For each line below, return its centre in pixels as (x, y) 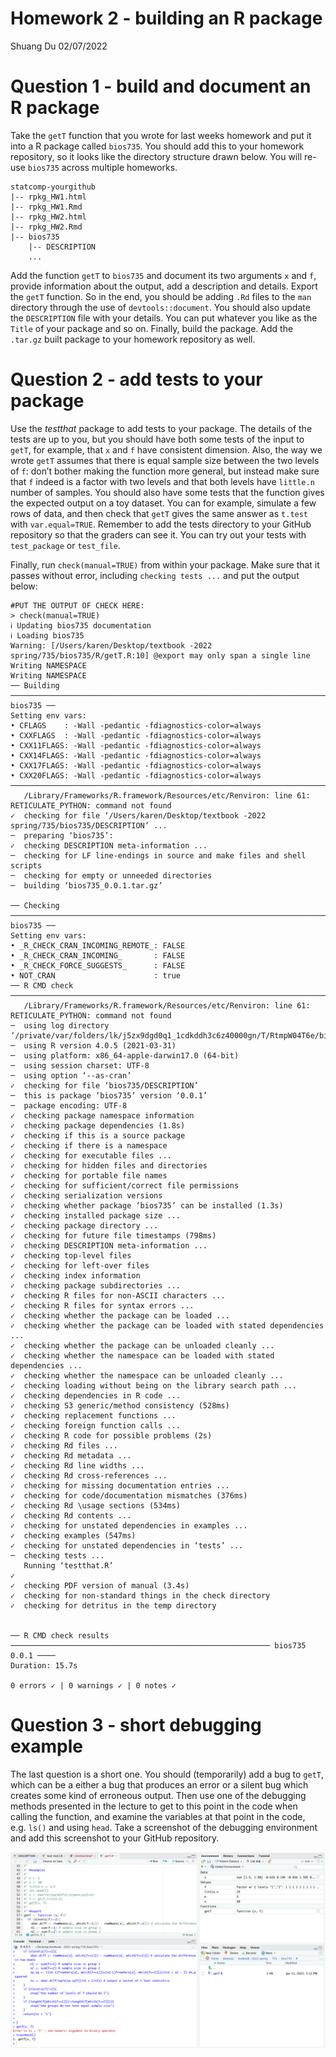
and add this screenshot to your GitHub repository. (115, 1838)
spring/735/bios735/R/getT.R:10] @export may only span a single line (160, 655)
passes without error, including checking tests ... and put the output (155, 575)
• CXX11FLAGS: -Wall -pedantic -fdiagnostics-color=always (136, 745)
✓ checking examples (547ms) (73, 1535)
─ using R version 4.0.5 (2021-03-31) (93, 1045)
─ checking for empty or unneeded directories (111, 875)
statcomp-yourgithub (53, 187)
